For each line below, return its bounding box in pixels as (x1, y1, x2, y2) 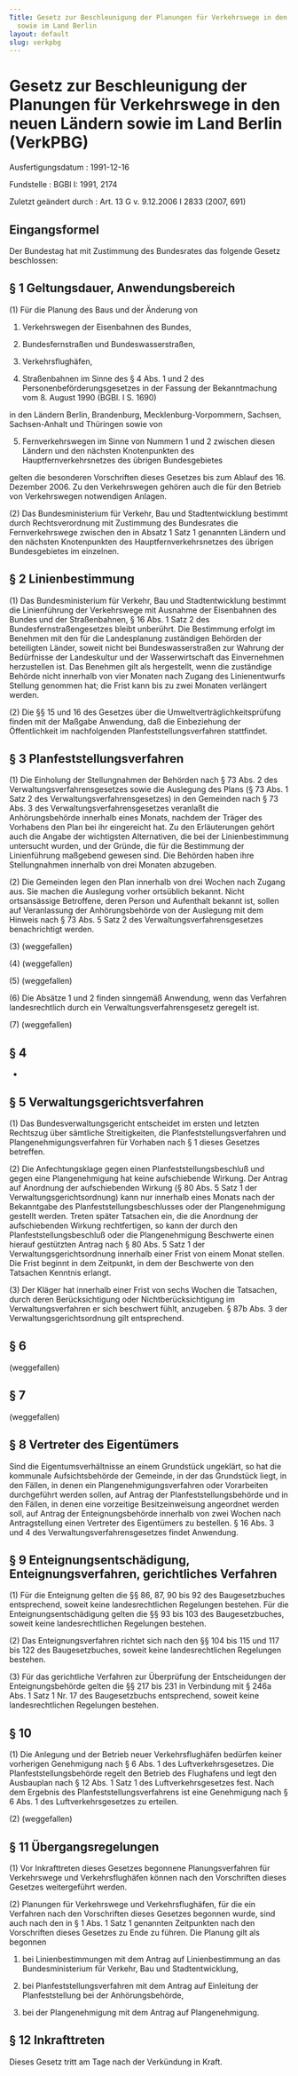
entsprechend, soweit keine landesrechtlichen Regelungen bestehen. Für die (9, 1599, 289, 1610)
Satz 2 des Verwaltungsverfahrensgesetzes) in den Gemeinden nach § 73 (9, 794, 279, 804)
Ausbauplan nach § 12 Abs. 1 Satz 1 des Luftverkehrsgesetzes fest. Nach (9, 1778, 275, 1788)
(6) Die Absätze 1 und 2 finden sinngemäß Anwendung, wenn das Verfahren (9, 993, 286, 1003)
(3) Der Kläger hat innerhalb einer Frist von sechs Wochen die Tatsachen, (9, 1285, 278, 1296)
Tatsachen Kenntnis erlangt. (9, 1267, 112, 1279)
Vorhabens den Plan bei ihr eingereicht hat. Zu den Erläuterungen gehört (9, 822, 275, 833)
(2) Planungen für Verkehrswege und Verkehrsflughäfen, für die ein (9, 1898, 255, 1909)
